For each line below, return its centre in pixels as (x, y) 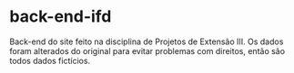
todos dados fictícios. (50, 60)
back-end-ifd (61, 17)
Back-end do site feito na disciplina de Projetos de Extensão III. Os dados (147, 41)
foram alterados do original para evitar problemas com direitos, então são (147, 50)
